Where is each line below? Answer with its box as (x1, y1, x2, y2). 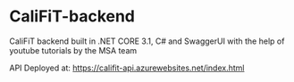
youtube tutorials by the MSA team (9, 45, 138, 55)
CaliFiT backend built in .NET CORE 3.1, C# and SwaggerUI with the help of (9, 36, 285, 46)
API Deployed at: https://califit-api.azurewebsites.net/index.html (9, 62, 245, 73)
